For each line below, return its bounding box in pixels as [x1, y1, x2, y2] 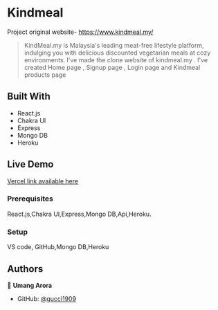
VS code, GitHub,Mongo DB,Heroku [7, 243, 109, 251]
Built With [7, 91, 51, 102]
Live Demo [7, 158, 54, 170]
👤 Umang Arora [7, 281, 53, 289]
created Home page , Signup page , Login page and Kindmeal [24, 63, 201, 71]
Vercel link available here [7, 176, 78, 185]
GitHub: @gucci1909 [17, 294, 77, 302]
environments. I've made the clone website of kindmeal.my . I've [24, 55, 208, 64]
